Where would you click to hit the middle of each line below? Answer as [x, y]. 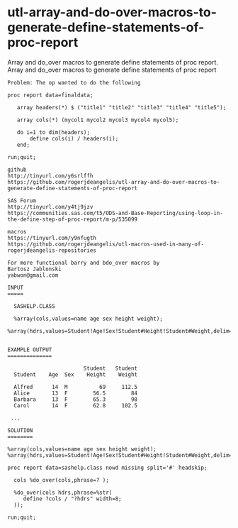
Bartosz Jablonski [34, 269]
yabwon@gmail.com [33, 275]
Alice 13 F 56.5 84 [76, 393]
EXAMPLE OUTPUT [30, 350]
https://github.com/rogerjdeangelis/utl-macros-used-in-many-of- [106, 244]
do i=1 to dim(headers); [53, 132]
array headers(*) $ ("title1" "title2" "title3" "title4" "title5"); [121, 107]
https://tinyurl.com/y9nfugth [52, 238]
